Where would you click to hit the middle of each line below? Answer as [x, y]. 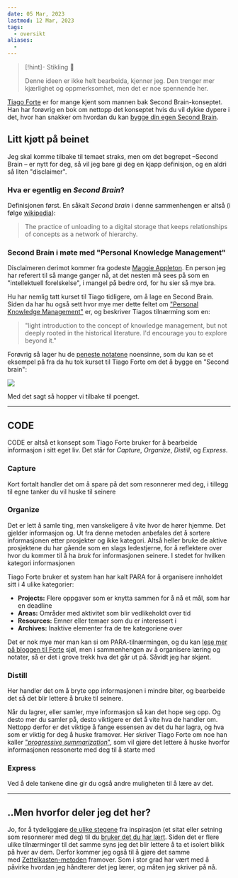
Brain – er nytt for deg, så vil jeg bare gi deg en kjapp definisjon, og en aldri [117, 164]
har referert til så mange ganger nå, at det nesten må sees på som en [108, 276]
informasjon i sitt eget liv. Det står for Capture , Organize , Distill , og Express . [118, 450]
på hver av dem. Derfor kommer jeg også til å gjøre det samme [98, 852]
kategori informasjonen [41, 563]
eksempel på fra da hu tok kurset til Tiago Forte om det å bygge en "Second [118, 362]
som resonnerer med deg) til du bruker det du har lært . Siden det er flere [113, 837]
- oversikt [30, 34]
